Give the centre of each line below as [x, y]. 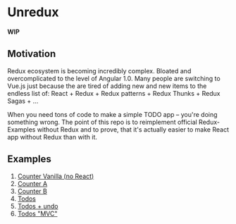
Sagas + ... [23, 101]
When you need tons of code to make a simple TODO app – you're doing [112, 114]
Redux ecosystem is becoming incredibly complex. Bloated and [99, 70]
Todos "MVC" [37, 213]
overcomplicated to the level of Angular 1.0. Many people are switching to [114, 78]
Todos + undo [38, 206]
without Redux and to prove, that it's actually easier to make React [133, 129]
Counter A [32, 183]
